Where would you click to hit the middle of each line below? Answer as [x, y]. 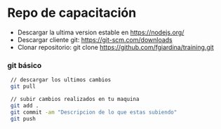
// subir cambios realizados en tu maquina [75, 99]
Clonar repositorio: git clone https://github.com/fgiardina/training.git [115, 47]
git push [23, 118]
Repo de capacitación [72, 13]
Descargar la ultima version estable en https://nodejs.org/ [101, 32]
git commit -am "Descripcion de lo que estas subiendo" [94, 112]
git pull [23, 87]
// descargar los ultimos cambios [61, 80]
